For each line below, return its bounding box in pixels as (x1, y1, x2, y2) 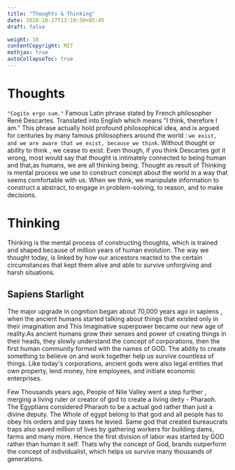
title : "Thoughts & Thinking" (7, 10, 96, 18)
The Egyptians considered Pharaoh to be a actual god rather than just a (7, 402, 213, 410)
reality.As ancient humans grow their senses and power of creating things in (7, 329, 227, 338)
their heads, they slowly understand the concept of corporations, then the (7, 337, 220, 345)
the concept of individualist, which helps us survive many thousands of (7, 447, 213, 455)
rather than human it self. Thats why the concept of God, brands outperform (7, 439, 227, 448)
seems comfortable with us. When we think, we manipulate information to (7, 176, 219, 184)
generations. (7, 455, 44, 463)
